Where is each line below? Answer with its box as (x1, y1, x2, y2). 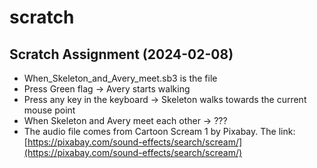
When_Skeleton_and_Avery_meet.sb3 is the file (23, 72, 218, 84)
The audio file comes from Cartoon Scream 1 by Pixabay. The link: (23, 126, 296, 137)
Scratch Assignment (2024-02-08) (9, 46, 234, 63)
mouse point (23, 104, 76, 116)
